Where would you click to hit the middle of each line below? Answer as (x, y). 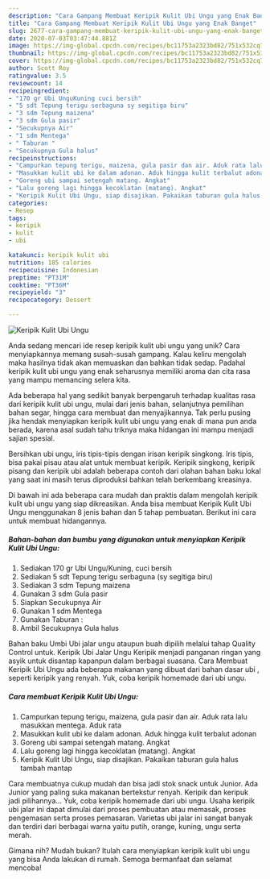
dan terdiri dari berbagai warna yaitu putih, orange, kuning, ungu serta (125, 826)
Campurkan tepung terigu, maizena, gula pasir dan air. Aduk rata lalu (133, 716)
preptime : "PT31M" (39, 278)
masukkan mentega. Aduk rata (71, 725)
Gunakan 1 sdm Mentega (61, 611)
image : (19, 46)
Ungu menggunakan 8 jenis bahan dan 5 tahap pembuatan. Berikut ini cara (132, 512)
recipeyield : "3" (37, 292)
